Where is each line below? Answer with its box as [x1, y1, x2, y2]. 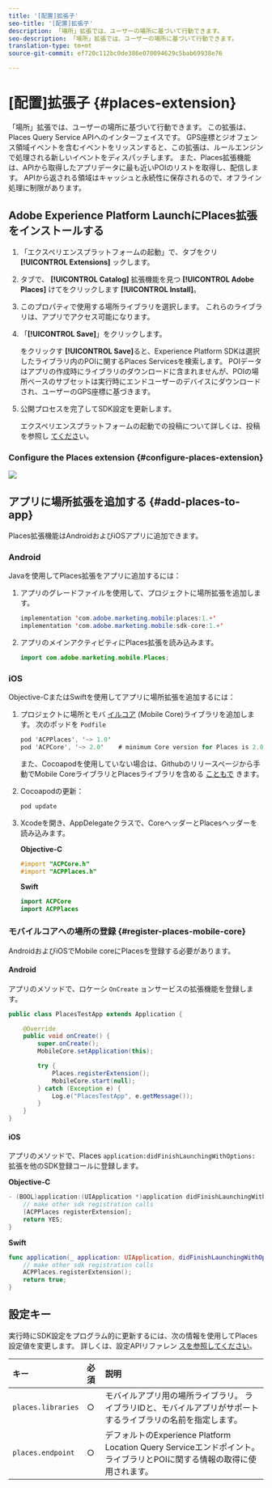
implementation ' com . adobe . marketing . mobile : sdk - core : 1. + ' [19, 622, 224, 630]
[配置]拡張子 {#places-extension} [8, 94, 237, 112]
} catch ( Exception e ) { [37, 1084, 121, 1092]
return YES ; [23, 1215, 63, 1223]
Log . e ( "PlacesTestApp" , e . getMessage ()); [51, 1092, 194, 1100]
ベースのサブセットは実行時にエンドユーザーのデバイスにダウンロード [27, 376, 261, 386]
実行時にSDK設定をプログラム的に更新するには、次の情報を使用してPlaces [8, 1330, 257, 1340]
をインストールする [8, 224, 104, 238]
